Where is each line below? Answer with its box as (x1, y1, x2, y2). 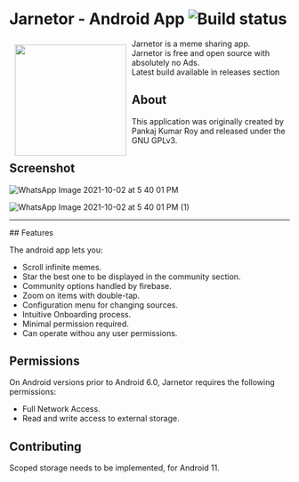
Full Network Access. (21, 404, 101, 414)
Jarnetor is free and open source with (132, 47, 270, 58)
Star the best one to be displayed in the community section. (21, 271, 241, 282)
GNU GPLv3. (132, 134, 178, 146)
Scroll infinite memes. (21, 261, 102, 272)
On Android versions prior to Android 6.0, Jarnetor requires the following (9, 377, 276, 388)
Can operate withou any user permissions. (21, 327, 178, 338)
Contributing (9, 438, 82, 454)
